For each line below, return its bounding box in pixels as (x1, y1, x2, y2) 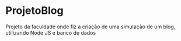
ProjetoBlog (5, 4, 64, 17)
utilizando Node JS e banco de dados (5, 29, 96, 36)
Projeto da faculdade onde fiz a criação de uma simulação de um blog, (5, 23, 176, 30)
